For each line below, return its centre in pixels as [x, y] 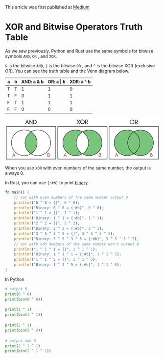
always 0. [15, 173]
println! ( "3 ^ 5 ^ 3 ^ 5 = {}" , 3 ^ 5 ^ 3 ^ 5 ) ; [64, 234]
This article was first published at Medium [47, 7]
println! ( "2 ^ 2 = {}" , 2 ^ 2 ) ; [47, 223]
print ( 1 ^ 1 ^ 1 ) [23, 346]
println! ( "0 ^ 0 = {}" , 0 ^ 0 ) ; [47, 203]
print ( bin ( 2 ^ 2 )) [24, 330]
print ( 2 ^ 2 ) [18, 325]
